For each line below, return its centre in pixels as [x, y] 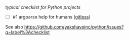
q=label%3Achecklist [28, 32]
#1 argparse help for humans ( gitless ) [52, 17]
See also [14, 27]
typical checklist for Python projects [43, 7]
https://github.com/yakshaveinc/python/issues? [74, 27]
